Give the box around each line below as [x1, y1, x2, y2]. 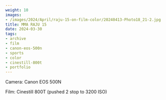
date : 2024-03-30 [5, 27, 42, 32]
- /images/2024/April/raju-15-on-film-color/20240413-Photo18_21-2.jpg [5, 17, 161, 22]
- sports [5, 50, 24, 55]
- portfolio [5, 65, 31, 70]
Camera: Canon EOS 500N [5, 79, 62, 85]
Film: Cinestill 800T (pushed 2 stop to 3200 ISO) [5, 89, 107, 95]
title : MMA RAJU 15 [5, 22, 47, 27]
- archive [5, 36, 27, 42]
